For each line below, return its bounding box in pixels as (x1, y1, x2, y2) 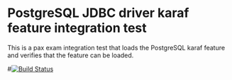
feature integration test (7, 20, 147, 36)
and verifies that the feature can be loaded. (7, 51, 134, 59)
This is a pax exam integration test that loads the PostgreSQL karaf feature (7, 43, 226, 52)
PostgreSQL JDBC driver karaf (7, 5, 189, 21)
